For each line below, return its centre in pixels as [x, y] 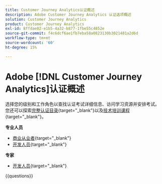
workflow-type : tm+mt [28, 38]
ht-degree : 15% [21, 47]
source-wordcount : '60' [30, 43]
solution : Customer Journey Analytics [46, 19]
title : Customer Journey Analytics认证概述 [50, 10]
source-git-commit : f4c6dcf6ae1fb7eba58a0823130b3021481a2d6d [72, 33]
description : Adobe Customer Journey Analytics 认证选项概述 [68, 15]
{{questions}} [19, 176]
